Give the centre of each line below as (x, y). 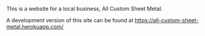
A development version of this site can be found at (70, 20)
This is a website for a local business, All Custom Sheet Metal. (85, 9)
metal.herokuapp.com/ (35, 27)
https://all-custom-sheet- (166, 20)
